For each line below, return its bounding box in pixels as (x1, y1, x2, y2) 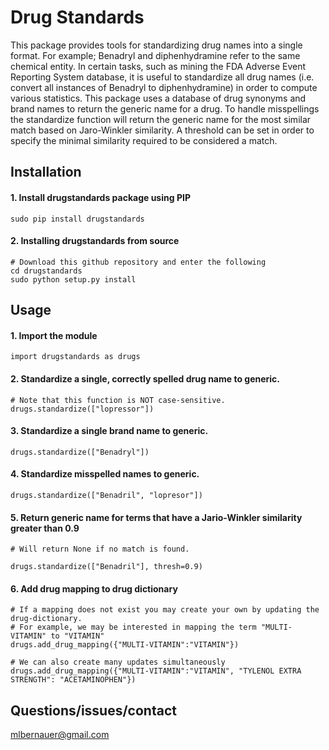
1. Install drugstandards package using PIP (10, 191, 191, 203)
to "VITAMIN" (50, 631, 105, 641)
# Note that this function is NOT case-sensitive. (10, 395, 226, 405)
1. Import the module (10, 329, 98, 341)
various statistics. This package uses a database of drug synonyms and (10, 92, 307, 104)
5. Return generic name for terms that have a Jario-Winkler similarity (10, 511, 303, 523)
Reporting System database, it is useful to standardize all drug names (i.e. (10, 71, 315, 83)
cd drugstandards (10, 266, 83, 276)
